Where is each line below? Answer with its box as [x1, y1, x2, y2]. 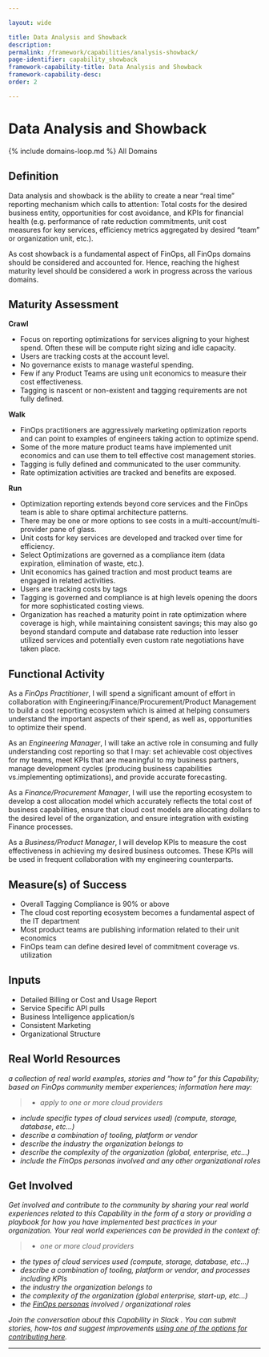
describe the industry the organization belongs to [19, 1139, 184, 1148]
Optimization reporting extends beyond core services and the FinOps [19, 499, 248, 509]
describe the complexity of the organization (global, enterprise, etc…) [19, 1147, 251, 1156]
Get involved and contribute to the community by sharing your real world [8, 1201, 249, 1210]
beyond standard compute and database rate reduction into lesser [19, 627, 239, 636]
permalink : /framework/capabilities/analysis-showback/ [8, 48, 199, 56]
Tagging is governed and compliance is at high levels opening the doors [19, 593, 258, 603]
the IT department [19, 916, 80, 925]
